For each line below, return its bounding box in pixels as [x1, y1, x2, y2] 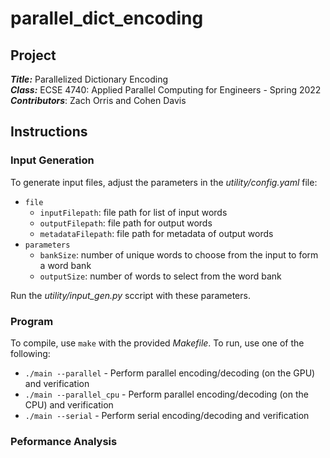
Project [10, 47, 57, 64]
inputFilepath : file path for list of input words [39, 206, 228, 218]
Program [10, 314, 54, 328]
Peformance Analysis [10, 434, 118, 448]
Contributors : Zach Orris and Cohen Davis [10, 95, 187, 106]
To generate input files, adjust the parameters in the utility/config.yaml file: [10, 176, 318, 188]
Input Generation [10, 153, 95, 167]
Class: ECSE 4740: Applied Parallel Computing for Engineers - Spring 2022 [10, 84, 322, 96]
